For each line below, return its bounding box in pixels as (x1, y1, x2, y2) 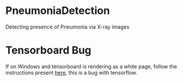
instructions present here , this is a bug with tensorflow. (5, 69, 138, 76)
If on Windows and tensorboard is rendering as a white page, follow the (5, 63, 177, 70)
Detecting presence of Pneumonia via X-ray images (5, 23, 129, 30)
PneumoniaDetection (5, 4, 110, 17)
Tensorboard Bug (5, 44, 91, 57)
